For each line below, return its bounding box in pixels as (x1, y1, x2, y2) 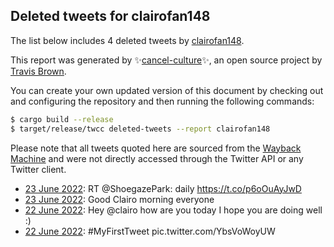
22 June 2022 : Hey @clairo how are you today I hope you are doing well (24, 204, 323, 216)
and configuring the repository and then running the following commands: (10, 95, 315, 107)
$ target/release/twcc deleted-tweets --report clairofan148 (10, 124, 271, 134)
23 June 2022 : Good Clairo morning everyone (24, 193, 215, 205)
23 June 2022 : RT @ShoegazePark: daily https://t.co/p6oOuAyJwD (24, 182, 302, 194)
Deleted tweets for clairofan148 (10, 8, 211, 25)
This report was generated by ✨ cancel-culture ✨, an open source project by (10, 54, 323, 66)
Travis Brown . (10, 65, 67, 77)
